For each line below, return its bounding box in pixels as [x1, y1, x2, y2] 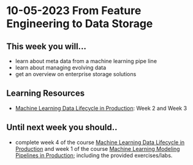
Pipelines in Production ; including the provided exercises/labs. [15, 152, 173, 159]
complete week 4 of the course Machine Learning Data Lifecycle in [15, 139, 185, 146]
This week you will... [6, 41, 87, 52]
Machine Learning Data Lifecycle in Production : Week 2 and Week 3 [15, 104, 187, 112]
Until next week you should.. [6, 122, 118, 132]
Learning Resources [6, 88, 85, 99]
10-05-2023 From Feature [6, 4, 142, 18]
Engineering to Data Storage [6, 17, 153, 31]
